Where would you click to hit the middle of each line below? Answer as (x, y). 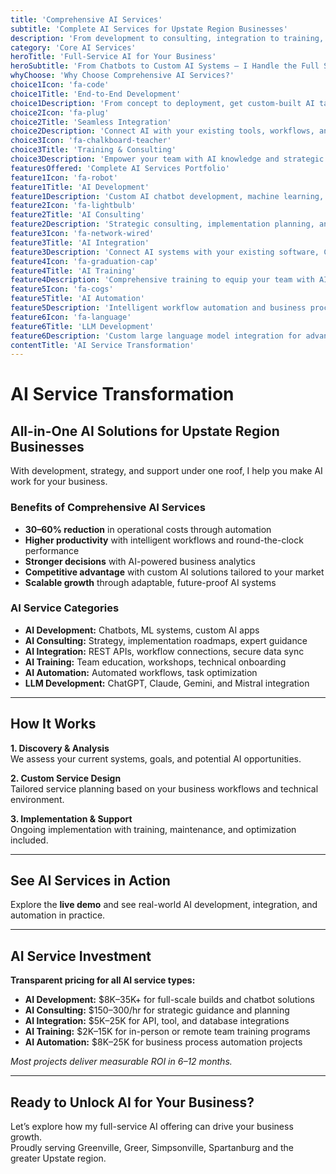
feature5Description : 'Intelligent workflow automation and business (158, 308)
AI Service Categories (65, 608)
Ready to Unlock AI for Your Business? (132, 1102)
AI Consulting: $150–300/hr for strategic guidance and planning (157, 1010)
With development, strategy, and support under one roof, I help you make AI (166, 471)
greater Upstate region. (58, 1158)
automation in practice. (58, 915)
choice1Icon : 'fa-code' (60, 85)
